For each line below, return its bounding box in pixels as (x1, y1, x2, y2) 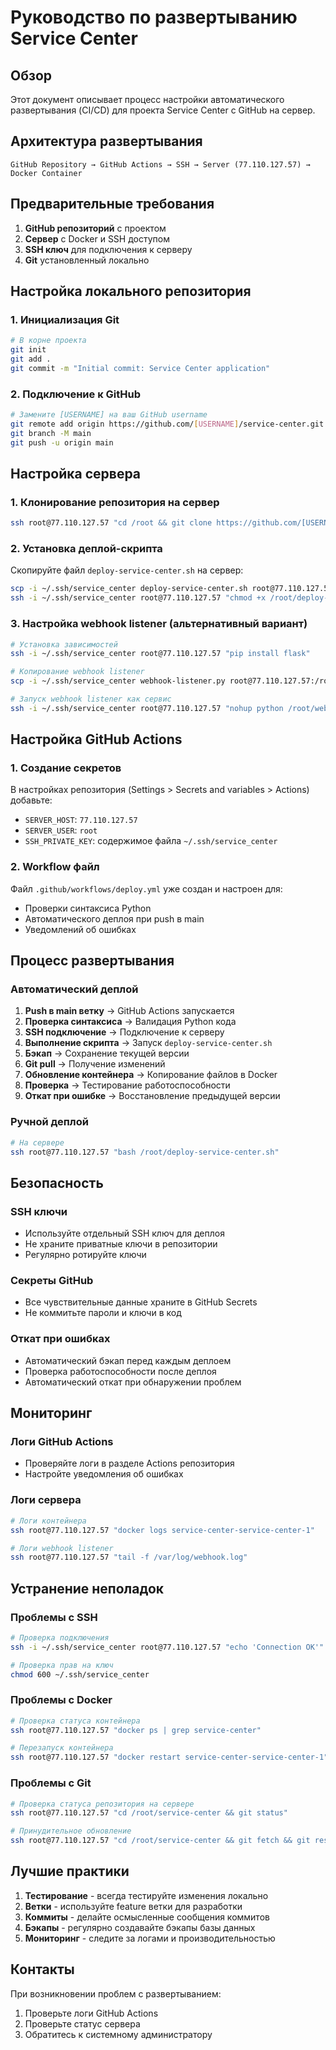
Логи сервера (10, 1493, 82, 1507)
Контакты (10, 1961, 75, 1978)
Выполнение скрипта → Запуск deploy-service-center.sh (24, 1037, 273, 1049)
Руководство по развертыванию (10, 6, 298, 29)
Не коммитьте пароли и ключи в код (24, 1307, 182, 1319)
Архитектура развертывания (10, 133, 203, 150)
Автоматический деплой (10, 982, 139, 996)
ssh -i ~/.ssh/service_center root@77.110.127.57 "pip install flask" (10, 649, 311, 659)
